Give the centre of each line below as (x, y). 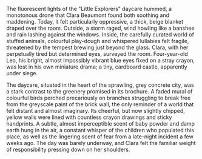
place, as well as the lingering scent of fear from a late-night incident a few (100, 137)
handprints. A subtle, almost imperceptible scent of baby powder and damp (101, 123)
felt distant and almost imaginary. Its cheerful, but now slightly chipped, (96, 111)
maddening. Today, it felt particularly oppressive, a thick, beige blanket (95, 22)
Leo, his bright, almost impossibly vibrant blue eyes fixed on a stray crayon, (101, 60)
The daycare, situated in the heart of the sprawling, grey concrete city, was (100, 85)
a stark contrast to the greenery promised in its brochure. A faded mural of (99, 91)
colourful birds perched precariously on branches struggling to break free (99, 98)
